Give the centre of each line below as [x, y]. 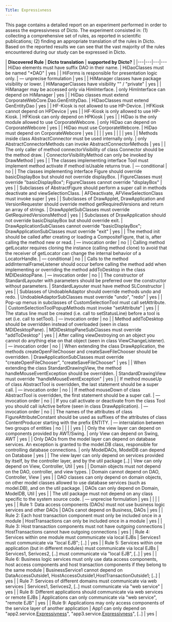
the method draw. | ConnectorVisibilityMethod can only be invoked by [79, 155]
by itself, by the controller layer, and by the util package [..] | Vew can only [84, 461]
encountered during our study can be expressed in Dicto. [66, 52]
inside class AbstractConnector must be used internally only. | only [76, 138]
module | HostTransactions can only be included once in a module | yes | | [84, 521]
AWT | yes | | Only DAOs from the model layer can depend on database [81, 439]
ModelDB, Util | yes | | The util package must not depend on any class [79, 493]
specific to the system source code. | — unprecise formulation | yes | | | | [83, 499]
